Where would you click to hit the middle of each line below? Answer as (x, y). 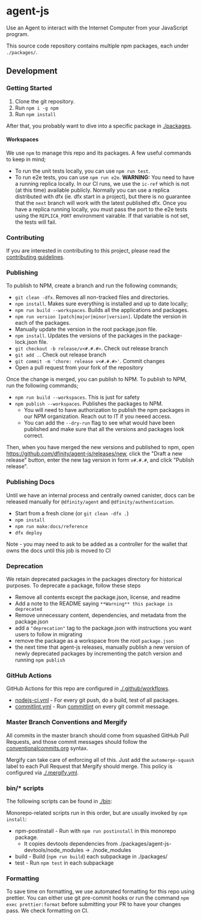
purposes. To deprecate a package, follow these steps (73, 586)
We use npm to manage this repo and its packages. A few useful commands (99, 153)
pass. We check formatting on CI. (47, 911)
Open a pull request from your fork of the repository (79, 367)
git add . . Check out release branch (61, 355)
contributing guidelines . (35, 257)
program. (18, 34)
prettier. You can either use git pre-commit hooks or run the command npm (97, 898)
